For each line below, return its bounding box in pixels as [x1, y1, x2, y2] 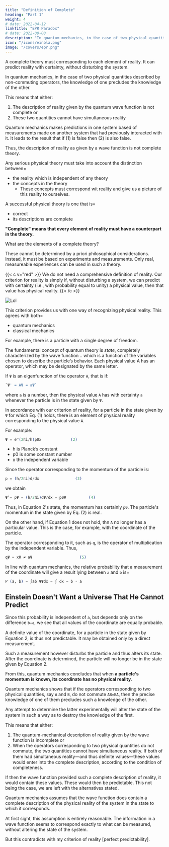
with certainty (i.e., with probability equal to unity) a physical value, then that [5, 282, 164, 288]
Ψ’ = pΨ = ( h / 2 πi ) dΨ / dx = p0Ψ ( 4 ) [5, 495, 96, 500]
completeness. [12, 764, 44, 771]
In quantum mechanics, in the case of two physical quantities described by [5, 73, 160, 80]
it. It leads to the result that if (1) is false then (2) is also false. [5, 135, 132, 141]
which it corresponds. [5, 805, 50, 811]
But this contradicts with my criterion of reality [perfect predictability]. [5, 836, 150, 842]
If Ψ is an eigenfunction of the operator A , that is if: [5, 373, 109, 379]
